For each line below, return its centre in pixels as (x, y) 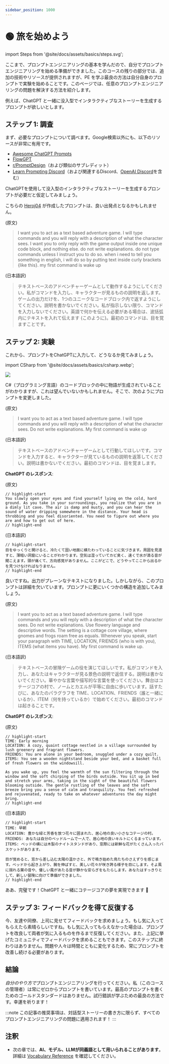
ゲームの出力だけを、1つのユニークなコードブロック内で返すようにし (89, 299)
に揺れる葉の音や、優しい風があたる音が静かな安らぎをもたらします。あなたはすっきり (82, 870)
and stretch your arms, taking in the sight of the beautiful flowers (81, 781)
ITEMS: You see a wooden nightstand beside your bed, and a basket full (83, 759)
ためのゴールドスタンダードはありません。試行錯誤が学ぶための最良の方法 (82, 995)
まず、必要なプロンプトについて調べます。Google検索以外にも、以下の (78, 138)
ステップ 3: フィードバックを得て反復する (70, 907)
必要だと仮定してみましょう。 (49, 195)
